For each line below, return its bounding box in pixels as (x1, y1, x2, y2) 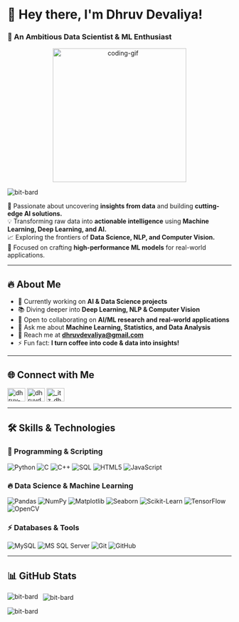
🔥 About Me (7, 278, 61, 290)
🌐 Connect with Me (7, 369, 95, 381)
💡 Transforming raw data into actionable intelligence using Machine (7, 217, 210, 225)
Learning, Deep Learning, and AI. (7, 225, 107, 234)
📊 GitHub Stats (7, 570, 77, 582)
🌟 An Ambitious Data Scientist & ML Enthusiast (7, 32, 172, 42)
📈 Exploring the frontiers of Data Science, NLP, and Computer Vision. (7, 233, 216, 242)
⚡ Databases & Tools (7, 523, 80, 533)
